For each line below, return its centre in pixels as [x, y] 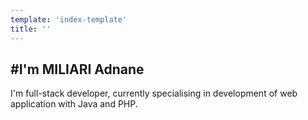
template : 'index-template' [69, 19]
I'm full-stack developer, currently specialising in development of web [154, 93]
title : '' [31, 29]
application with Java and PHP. [74, 104]
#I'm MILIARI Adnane [77, 69]
